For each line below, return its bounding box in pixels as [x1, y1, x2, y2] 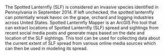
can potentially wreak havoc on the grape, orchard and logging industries [5, 15, 154, 20]
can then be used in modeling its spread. [5, 46, 88, 51]
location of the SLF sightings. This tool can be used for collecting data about [5, 35, 160, 41]
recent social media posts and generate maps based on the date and [5, 30, 145, 36]
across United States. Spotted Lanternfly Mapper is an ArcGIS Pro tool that [5, 19, 157, 25]
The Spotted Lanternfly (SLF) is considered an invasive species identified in [5, 4, 159, 10]
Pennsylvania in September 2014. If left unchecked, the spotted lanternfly [5, 9, 154, 15]
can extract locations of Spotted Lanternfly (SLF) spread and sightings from [5, 25, 159, 31]
